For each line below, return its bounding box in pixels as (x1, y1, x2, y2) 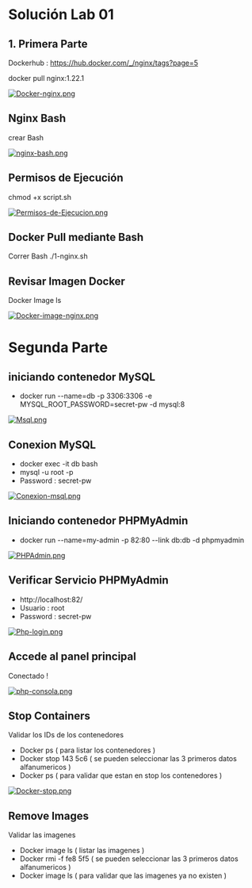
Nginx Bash (8, 112, 67, 125)
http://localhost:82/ (19, 595, 83, 604)
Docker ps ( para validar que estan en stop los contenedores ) (19, 771, 223, 780)
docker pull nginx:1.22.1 (8, 74, 85, 82)
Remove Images (8, 809, 90, 822)
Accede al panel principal (8, 650, 136, 664)
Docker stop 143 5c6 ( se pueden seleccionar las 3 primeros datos (19, 754, 238, 764)
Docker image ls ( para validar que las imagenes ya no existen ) (19, 871, 227, 881)
